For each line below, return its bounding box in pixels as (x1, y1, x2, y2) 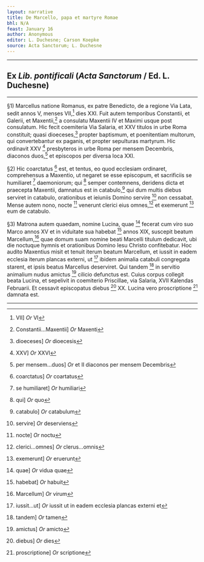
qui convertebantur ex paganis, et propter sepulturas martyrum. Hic (7, 137, 176, 144)
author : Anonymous (7, 32, 53, 38)
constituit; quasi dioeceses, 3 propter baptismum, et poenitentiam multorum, (7, 130, 196, 138)
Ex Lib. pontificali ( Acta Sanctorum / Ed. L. (7, 71, 170, 81)
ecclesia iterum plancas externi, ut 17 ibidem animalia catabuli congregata (7, 255, 190, 263)
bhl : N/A (7, 20, 29, 26)
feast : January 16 (7, 25, 53, 32)
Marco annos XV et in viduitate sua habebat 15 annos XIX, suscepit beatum (7, 227, 193, 235)
